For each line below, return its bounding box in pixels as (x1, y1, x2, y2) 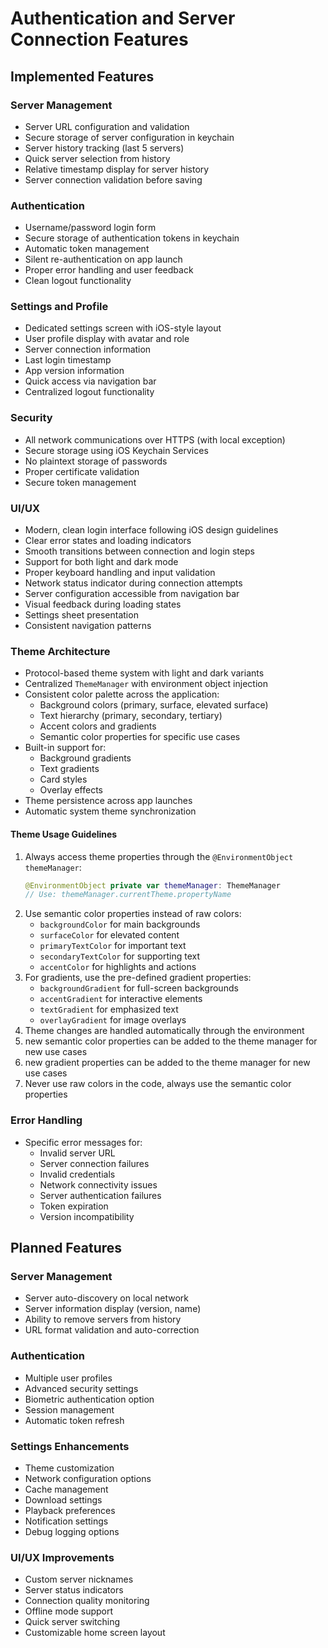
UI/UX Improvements (10, 1550, 115, 1564)
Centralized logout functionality (24, 386, 155, 398)
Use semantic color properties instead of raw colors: (24, 908, 242, 920)
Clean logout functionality (24, 275, 132, 287)
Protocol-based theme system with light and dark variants (24, 667, 265, 679)
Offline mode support (24, 1605, 114, 1617)
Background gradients (39, 752, 132, 764)
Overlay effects (39, 784, 103, 796)
